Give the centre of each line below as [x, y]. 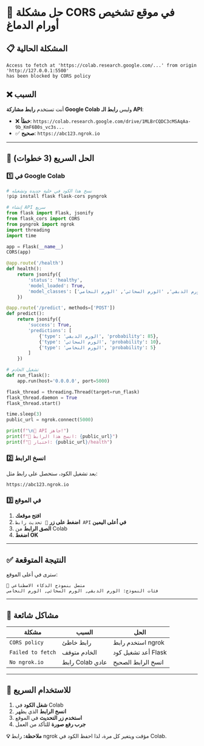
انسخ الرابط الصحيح [138, 662]
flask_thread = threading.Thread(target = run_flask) [73, 392]
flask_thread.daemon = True [42, 398]
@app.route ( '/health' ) [35, 263]
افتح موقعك [28, 516]
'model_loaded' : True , [57, 286]
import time [21, 236]
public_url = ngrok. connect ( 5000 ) [50, 420]
